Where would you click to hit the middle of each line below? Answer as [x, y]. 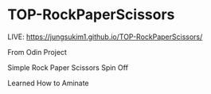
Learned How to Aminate [48, 83]
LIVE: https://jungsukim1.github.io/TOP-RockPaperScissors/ [105, 37]
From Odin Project [37, 52]
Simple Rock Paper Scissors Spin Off [68, 67]
